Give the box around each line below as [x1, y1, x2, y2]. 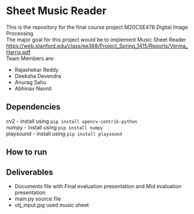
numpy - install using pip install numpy [6, 123, 103, 131]
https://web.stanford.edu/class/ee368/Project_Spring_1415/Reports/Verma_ [6, 42, 188, 49]
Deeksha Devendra [14, 72, 62, 79]
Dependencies [6, 102, 61, 112]
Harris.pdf [6, 48, 31, 55]
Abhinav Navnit [14, 85, 52, 92]
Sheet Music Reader [6, 4, 107, 18]
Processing [6, 29, 34, 36]
